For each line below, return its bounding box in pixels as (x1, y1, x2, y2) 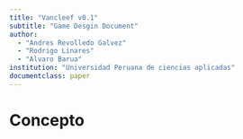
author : (9, 30, 39, 39)
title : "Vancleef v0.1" (9, 13, 99, 22)
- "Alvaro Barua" (17, 55, 83, 64)
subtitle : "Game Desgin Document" (9, 22, 139, 30)
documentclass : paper (9, 72, 91, 81)
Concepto (9, 109, 85, 130)
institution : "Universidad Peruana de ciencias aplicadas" (9, 64, 236, 73)
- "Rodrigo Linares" (17, 47, 94, 56)
